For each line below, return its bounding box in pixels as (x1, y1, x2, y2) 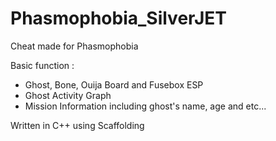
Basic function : (10, 59, 75, 71)
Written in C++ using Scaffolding (10, 119, 145, 131)
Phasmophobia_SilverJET (10, 7, 227, 30)
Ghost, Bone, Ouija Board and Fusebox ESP (24, 78, 204, 91)
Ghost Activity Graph (24, 89, 112, 101)
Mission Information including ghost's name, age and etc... (24, 100, 267, 112)
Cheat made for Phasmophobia (10, 40, 139, 52)
